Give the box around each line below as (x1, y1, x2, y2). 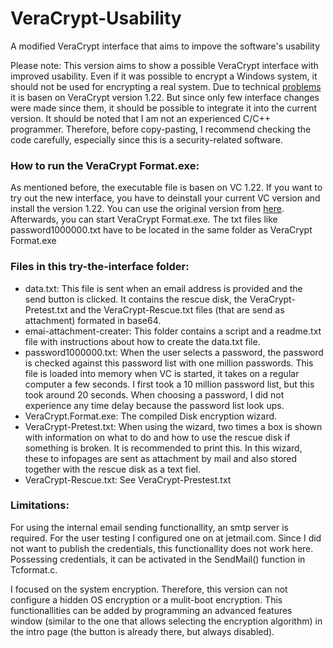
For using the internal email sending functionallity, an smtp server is (10, 521, 290, 533)
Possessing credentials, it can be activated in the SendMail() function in (10, 553, 306, 565)
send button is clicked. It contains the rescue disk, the (24, 293, 248, 305)
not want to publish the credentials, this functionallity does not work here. (10, 542, 314, 554)
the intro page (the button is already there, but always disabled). (10, 625, 275, 637)
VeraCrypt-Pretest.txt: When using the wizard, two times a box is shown (24, 420, 323, 432)
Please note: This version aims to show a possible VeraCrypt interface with (10, 59, 319, 71)
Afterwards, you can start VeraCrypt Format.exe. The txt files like (10, 213, 278, 226)
